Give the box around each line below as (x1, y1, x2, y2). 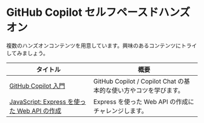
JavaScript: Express (9, 98, 66, 106)
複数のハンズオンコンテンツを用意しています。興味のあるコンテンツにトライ (6, 42, 197, 49)
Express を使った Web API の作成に (93, 98, 194, 106)
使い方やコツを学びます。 (111, 86, 184, 95)
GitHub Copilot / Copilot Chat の (93, 77, 184, 85)
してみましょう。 (6, 49, 49, 56)
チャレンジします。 (93, 107, 148, 115)
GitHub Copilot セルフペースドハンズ (6, 5, 191, 19)
